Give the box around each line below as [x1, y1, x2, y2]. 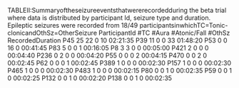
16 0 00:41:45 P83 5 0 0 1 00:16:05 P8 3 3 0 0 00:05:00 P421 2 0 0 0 [7, 44, 209, 52]
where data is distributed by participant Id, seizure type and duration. [7, 13, 211, 22]
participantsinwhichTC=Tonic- [139, 21, 228, 29]
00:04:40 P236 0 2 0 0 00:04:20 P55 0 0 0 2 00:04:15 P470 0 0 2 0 [7, 51, 207, 60]
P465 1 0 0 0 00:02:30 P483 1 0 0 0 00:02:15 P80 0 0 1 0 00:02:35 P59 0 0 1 [7, 67, 232, 75]
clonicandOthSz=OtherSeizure [7, 28, 98, 37]
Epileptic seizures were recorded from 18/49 [7, 21, 138, 29]
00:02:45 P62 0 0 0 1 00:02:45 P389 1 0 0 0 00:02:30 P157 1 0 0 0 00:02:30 [7, 59, 232, 67]
